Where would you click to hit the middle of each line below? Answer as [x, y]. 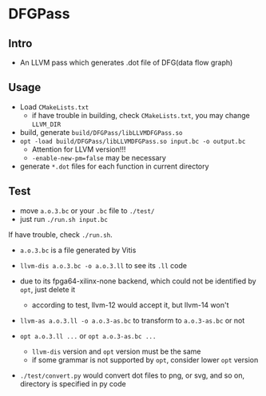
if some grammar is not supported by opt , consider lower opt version [145, 359]
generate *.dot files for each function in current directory [114, 166]
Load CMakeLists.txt [54, 107]
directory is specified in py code [73, 383]
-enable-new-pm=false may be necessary [99, 157]
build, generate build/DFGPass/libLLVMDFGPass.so [101, 132]
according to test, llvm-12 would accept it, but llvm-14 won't [130, 305]
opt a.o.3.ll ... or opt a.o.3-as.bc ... [88, 335]
